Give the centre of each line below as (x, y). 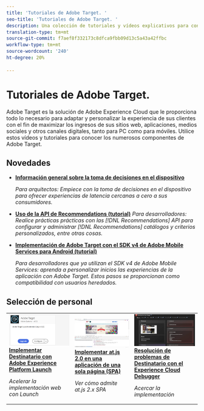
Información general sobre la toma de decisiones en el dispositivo (100, 178)
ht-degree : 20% (25, 58)
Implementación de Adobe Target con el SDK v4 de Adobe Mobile (99, 245)
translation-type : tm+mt (38, 32)
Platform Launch (30, 370)
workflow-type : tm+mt (34, 45)
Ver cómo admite (96, 383)
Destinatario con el (158, 363)
